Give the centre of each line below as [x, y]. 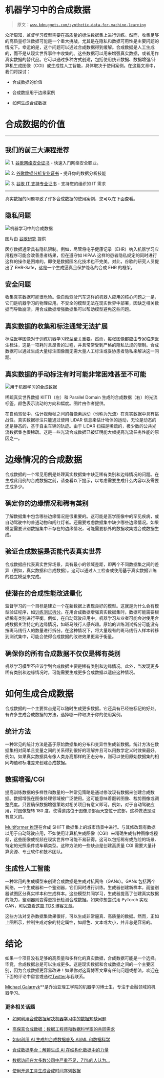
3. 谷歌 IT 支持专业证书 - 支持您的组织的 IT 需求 [58, 184]
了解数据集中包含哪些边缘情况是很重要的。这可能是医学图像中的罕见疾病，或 [82, 516]
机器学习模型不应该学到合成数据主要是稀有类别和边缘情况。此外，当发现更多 [82, 666]
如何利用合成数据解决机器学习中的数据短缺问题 [59, 1018]
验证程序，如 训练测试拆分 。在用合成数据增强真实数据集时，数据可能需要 [82, 612]
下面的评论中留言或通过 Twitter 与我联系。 [46, 977]
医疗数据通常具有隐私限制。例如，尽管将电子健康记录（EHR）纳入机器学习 [80, 249]
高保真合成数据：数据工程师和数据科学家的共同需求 [63, 1029]
